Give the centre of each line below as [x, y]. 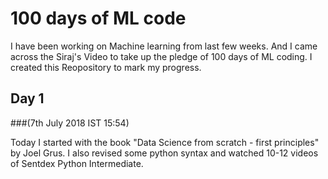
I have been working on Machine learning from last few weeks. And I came [164, 46]
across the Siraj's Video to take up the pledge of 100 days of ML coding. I [161, 56]
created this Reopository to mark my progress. [106, 67]
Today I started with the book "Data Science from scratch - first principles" [165, 142]
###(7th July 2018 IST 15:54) [70, 123]
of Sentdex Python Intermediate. [77, 163]
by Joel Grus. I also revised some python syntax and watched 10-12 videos [164, 153]
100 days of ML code [98, 18]
